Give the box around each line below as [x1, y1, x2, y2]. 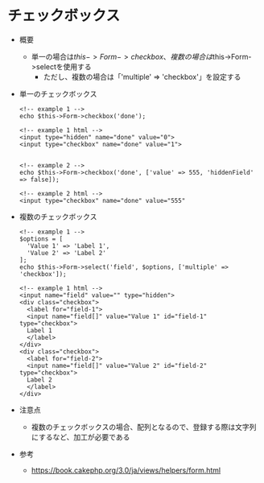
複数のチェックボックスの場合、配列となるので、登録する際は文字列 [31, 422, 257, 431]
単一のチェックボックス [19, 89, 97, 98]
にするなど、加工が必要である [31, 431, 130, 442]
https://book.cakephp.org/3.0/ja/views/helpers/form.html [31, 465, 221, 475]
